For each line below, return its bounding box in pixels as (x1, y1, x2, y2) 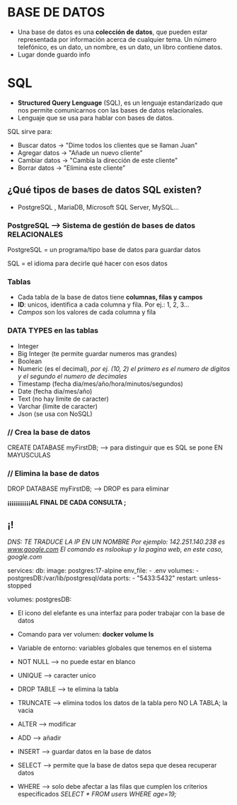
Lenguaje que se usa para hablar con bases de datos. (17, 113, 175, 122)
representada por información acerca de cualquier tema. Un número (17, 35, 217, 43)
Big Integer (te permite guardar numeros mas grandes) (17, 349, 178, 358)
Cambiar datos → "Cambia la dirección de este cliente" (17, 156, 178, 164)
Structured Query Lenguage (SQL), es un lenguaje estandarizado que (17, 98, 223, 107)
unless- (199, 573, 221, 582)
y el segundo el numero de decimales (17, 372, 127, 380)
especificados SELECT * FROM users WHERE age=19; (17, 789, 177, 798)
